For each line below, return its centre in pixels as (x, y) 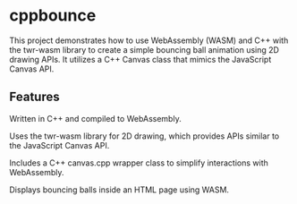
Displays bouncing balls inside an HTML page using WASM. (119, 190)
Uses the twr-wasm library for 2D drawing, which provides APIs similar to (144, 136)
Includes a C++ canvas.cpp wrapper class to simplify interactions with (139, 163)
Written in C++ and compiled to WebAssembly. (95, 118)
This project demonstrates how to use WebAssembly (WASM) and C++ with (149, 40)
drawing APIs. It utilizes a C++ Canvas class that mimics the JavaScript (140, 59)
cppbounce (53, 16)
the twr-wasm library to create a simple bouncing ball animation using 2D (144, 49)
